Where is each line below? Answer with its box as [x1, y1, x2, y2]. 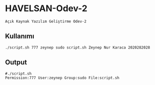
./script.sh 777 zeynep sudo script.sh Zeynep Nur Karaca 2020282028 [5, 45, 151, 50]
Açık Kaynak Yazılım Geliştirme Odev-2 [5, 19, 87, 24]
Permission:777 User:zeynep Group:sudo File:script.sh [5, 75, 120, 80]
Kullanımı [5, 32, 34, 40]
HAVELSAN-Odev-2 [5, 3, 87, 14]
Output [5, 58, 27, 67]
